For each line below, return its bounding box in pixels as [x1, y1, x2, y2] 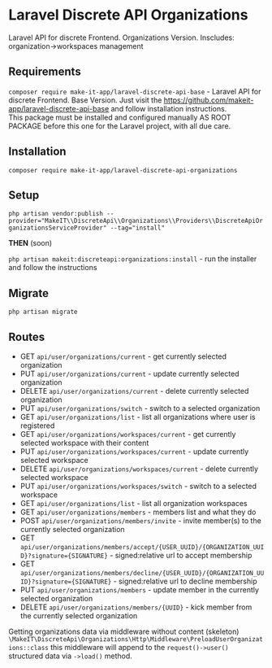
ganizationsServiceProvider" [8, 224, 107, 233]
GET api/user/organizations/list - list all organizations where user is [19, 413, 256, 421]
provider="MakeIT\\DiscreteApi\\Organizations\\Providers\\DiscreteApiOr [8, 217, 264, 225]
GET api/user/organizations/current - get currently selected [19, 351, 227, 361]
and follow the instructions [8, 263, 97, 273]
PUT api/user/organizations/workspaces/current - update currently [19, 447, 249, 456]
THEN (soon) [8, 238, 53, 248]
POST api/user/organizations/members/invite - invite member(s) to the [19, 516, 261, 526]
